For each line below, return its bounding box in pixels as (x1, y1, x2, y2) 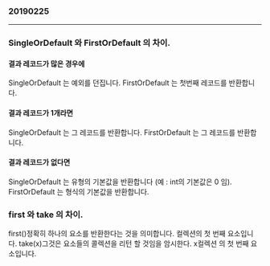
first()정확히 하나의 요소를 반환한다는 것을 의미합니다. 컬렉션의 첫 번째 (8, 229, 227, 239)
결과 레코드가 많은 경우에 (8, 59, 85, 68)
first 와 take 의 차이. (8, 209, 84, 220)
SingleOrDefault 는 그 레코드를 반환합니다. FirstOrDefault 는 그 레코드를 (8, 127, 235, 137)
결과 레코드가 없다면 (8, 158, 71, 167)
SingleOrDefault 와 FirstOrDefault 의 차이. (8, 38, 171, 49)
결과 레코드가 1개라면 (8, 108, 74, 118)
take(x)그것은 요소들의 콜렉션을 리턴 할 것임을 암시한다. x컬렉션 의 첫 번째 (18, 239, 249, 248)
